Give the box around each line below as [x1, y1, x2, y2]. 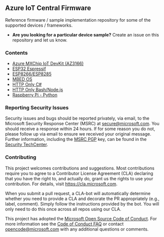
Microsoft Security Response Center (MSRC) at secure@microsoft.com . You [5, 121, 160, 127]
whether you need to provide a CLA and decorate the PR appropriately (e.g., [5, 196, 160, 202]
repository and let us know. [12, 37, 67, 43]
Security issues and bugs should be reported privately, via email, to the [5, 115, 150, 121]
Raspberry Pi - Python [12, 92, 58, 98]
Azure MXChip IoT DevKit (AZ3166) [12, 61, 84, 67]
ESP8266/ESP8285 [12, 71, 52, 77]
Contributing [5, 154, 36, 161]
